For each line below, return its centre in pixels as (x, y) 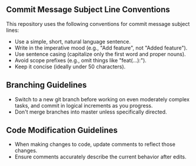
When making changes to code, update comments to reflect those (95, 144)
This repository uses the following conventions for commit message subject (98, 24)
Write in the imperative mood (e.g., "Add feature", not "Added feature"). (101, 48)
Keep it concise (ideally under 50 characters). (70, 67)
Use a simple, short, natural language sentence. (73, 41)
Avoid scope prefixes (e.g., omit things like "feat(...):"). (81, 60)
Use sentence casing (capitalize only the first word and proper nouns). (100, 54)
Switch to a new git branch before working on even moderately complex (102, 99)
